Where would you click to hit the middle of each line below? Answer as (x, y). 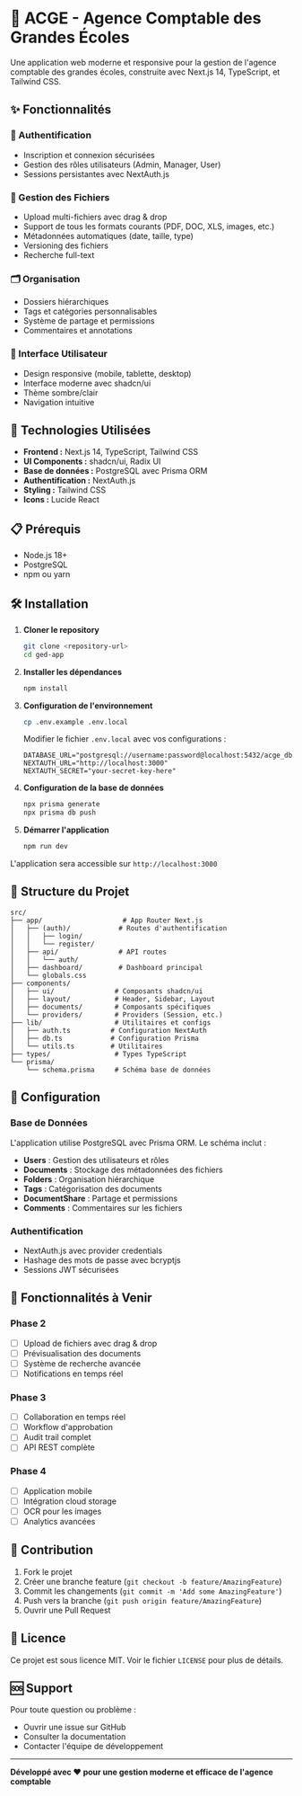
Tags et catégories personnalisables (90, 311)
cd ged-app (43, 654)
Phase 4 (29, 1471)
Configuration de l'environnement (88, 706)
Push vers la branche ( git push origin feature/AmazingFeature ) (142, 1600)
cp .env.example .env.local (75, 722)
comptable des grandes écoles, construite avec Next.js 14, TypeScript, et (145, 72)
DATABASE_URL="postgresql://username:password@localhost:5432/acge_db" (160, 756)
